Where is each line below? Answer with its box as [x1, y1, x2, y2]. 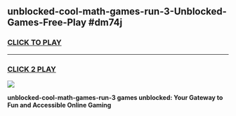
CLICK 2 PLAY [7, 64, 56, 74]
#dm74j [88, 17, 123, 29]
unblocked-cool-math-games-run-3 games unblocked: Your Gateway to [7, 93, 223, 101]
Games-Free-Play [7, 17, 86, 29]
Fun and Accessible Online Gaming [7, 101, 112, 109]
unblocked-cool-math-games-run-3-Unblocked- [7, 6, 227, 18]
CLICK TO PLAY [7, 38, 62, 48]
